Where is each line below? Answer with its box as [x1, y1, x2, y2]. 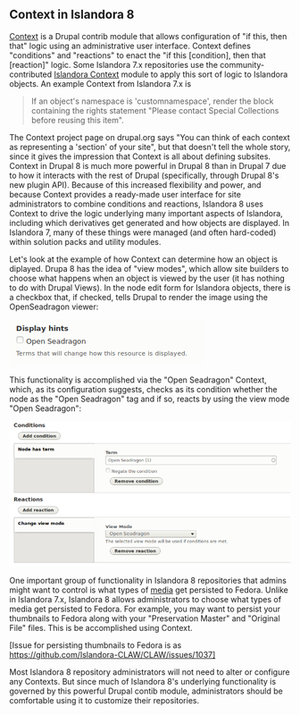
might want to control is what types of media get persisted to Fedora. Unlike [9, 585, 288, 595]
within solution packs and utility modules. [9, 236, 162, 247]
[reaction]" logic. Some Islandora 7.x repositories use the [9, 59, 219, 70]
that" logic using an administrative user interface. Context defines [9, 40, 252, 51]
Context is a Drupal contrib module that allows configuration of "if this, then [9, 30, 287, 41]
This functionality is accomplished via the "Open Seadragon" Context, [9, 374, 268, 385]
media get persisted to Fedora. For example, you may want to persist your [9, 603, 281, 615]
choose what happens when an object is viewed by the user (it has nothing [9, 273, 286, 283]
